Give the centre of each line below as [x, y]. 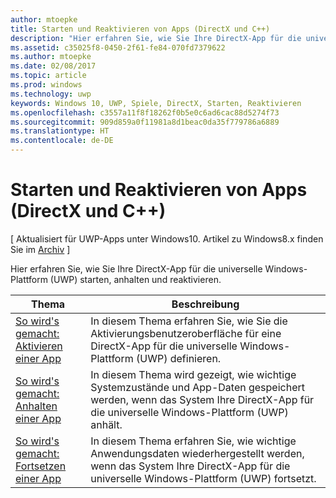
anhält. [106, 424]
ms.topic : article [48, 76]
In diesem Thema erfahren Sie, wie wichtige [193, 441]
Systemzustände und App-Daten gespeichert [197, 387]
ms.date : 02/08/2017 [53, 66]
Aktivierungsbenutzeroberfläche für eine [186, 333]
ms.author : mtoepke [51, 57]
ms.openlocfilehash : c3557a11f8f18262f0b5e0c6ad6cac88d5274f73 [145, 112]
